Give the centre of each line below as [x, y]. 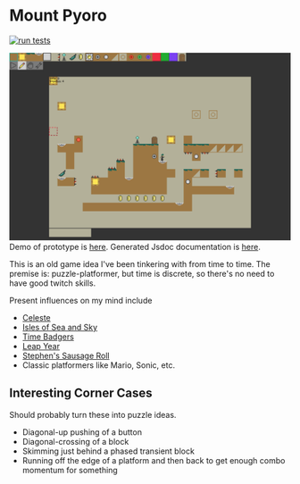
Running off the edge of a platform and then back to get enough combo [154, 460]
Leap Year [41, 346]
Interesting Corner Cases [81, 393]
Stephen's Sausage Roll [66, 356]
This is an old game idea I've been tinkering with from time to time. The [140, 264]
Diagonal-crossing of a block [75, 441]
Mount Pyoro [58, 16]
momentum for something [70, 470]
